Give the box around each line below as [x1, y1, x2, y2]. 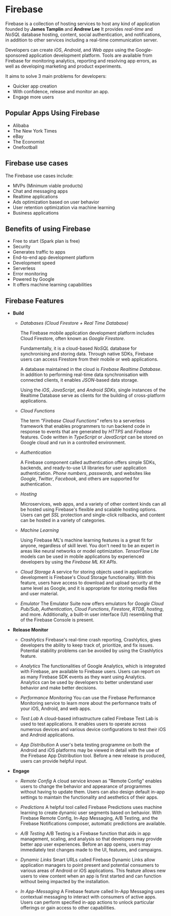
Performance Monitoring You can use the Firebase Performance [20, 695, 156, 701]
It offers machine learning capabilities [12, 282, 92, 288]
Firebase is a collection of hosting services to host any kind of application [5, 20, 160, 27]
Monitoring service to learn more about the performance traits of [20, 700, 157, 706]
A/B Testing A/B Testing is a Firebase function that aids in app [20, 830, 151, 837]
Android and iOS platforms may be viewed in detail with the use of [20, 747, 160, 754]
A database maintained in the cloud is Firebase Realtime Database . [20, 366, 162, 372]
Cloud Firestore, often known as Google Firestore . [20, 336, 125, 342]
